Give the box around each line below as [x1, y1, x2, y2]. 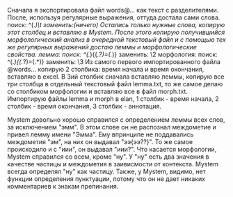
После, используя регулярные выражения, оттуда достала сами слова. [7, 13, 220, 22]
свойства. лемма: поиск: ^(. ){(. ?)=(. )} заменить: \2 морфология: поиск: [7, 50, 218, 58]
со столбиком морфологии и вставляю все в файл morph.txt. [7, 87, 188, 95]
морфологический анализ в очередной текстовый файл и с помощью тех [7, 36, 226, 44]
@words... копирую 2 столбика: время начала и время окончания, [7, 65, 204, 73]
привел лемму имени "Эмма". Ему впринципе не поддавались [7, 130, 194, 139]
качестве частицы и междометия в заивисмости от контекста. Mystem [7, 160, 219, 168]
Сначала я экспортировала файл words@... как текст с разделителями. [7, 6, 219, 14]
